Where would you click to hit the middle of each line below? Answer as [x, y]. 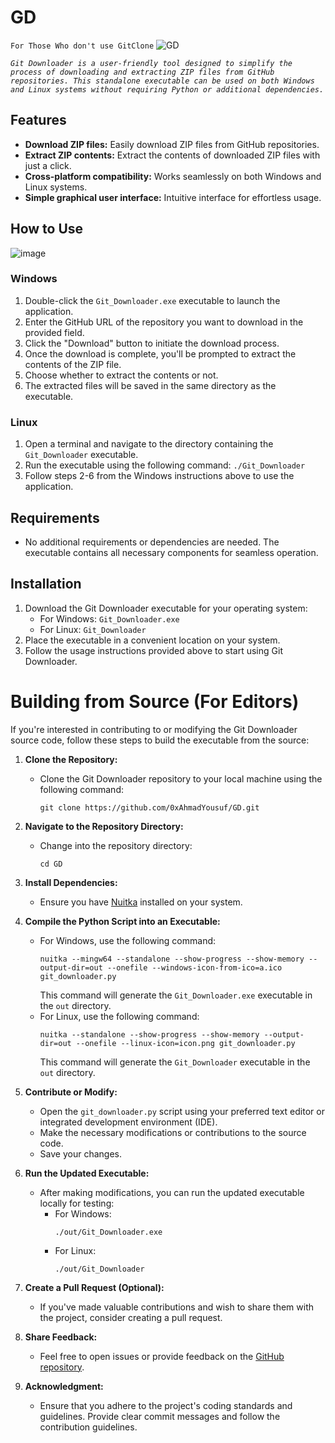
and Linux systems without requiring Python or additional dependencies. [167, 89]
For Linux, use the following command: [119, 1016]
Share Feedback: [61, 1337]
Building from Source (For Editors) [155, 701]
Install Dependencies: [71, 882]
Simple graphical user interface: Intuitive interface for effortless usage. [173, 197]
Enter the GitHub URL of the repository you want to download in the [164, 322]
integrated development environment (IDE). [128, 1122]
